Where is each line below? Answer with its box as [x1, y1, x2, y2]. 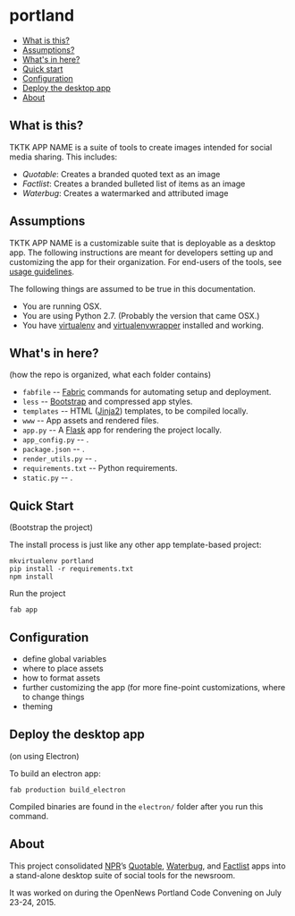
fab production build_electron [9, 785, 126, 794]
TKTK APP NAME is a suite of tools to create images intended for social [9, 141, 273, 152]
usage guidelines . [9, 266, 74, 277]
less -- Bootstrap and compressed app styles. [21, 396, 193, 407]
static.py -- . [21, 472, 73, 484]
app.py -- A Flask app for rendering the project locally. [21, 424, 222, 435]
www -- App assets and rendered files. [21, 415, 159, 426]
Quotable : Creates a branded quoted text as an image [21, 168, 221, 179]
